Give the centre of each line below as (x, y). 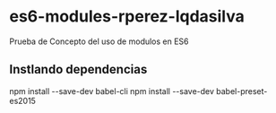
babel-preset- (242, 91)
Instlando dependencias (78, 70)
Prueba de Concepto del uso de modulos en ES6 (99, 41)
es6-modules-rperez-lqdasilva (127, 17)
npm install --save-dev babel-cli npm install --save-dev (112, 91)
